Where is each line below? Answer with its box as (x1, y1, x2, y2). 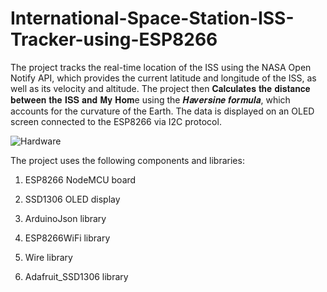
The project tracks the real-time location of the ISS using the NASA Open (10, 61, 312, 73)
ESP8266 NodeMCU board (24, 173, 137, 186)
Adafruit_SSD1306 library (24, 270, 129, 282)
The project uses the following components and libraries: (10, 154, 245, 166)
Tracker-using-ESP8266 (10, 28, 218, 51)
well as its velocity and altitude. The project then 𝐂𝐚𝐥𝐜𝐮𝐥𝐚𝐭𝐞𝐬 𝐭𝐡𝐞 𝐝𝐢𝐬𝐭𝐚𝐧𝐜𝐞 (10, 82, 311, 94)
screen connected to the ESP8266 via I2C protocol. (10, 115, 222, 127)
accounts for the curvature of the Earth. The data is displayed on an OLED (10, 105, 315, 117)
